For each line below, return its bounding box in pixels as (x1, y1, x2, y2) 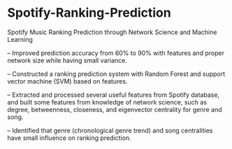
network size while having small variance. (7, 56, 127, 64)
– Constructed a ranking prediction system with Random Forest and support (7, 70, 226, 78)
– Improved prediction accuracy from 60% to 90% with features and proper (7, 49, 225, 57)
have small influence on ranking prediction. (7, 134, 131, 142)
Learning (7, 35, 34, 43)
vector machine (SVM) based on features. (7, 77, 128, 85)
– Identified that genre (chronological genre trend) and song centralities (7, 126, 213, 134)
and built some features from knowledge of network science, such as (7, 97, 208, 106)
